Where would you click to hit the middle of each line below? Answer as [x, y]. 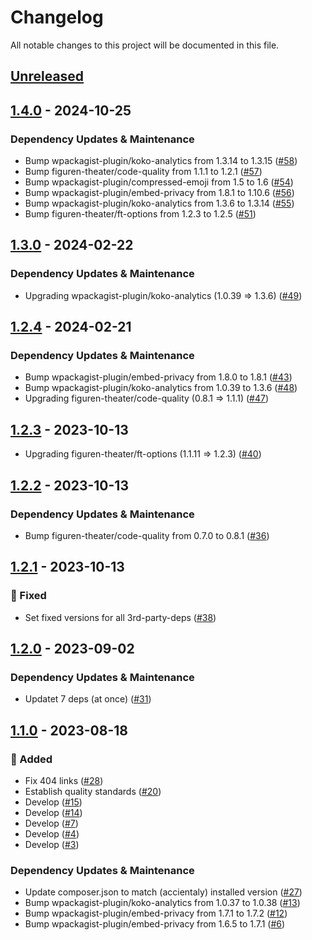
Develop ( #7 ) [51, 823]
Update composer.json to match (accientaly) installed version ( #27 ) [163, 892]
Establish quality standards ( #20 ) [93, 791]
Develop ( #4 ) [52, 833]
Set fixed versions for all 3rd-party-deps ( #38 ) [120, 617]
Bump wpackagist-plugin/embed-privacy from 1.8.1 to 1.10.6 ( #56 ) [159, 193]
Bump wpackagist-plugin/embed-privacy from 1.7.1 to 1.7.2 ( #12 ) [156, 913]
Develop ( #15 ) [53, 802]
